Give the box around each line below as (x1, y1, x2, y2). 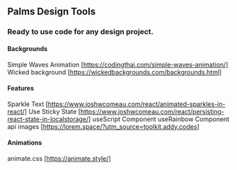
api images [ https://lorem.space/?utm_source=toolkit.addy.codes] (7, 122, 200, 130)
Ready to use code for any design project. (7, 27, 154, 37)
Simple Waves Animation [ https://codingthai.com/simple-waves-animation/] (7, 60, 229, 69)
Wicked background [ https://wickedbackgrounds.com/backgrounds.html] (7, 67, 222, 76)
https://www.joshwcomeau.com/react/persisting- (80, 107, 225, 115)
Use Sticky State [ (28, 107, 81, 115)
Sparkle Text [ (7, 99, 48, 108)
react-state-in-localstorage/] (7, 115, 91, 123)
